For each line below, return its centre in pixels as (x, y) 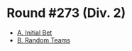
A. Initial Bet (34, 33)
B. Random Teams (43, 40)
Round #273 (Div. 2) (66, 13)
